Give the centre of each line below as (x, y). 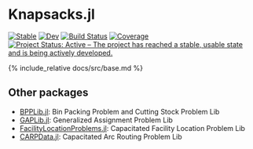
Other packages (48, 93)
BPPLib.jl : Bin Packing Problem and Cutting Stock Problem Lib (119, 111)
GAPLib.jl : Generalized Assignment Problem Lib (96, 120)
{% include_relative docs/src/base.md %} (76, 67)
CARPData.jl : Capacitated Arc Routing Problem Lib (101, 136)
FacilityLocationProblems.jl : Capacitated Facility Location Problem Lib (132, 128)
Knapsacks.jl (52, 15)
